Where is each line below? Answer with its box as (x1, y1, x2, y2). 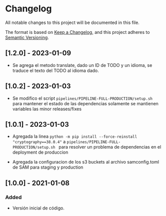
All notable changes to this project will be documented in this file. (5, 19, 140, 25)
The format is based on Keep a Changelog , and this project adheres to (5, 29, 150, 35)
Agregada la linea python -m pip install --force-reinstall (12, 133, 137, 140)
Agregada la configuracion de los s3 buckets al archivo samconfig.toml (12, 159, 159, 165)
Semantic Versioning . (5, 34, 49, 40)
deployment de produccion (12, 149, 68, 155)
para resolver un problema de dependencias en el (58, 144, 161, 150)
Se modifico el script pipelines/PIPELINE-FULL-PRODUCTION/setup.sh (12, 95, 152, 101)
